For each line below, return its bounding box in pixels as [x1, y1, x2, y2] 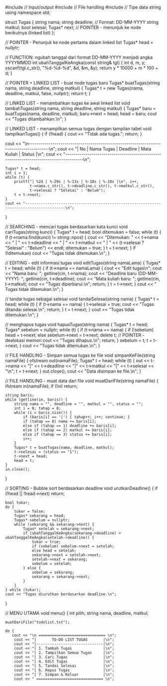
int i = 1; [5, 170, 28, 175]
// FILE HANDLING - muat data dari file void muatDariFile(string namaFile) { [5, 378, 159, 384]
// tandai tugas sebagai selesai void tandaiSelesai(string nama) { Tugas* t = [5, 296, 160, 302]
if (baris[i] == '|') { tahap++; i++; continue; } [23, 414, 130, 419]
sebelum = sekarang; [31, 570, 75, 575]
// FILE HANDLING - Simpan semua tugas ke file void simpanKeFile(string [5, 352, 156, 358]
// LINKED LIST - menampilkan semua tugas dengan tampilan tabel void [5, 126, 152, 132]
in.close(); [5, 467, 30, 472]
